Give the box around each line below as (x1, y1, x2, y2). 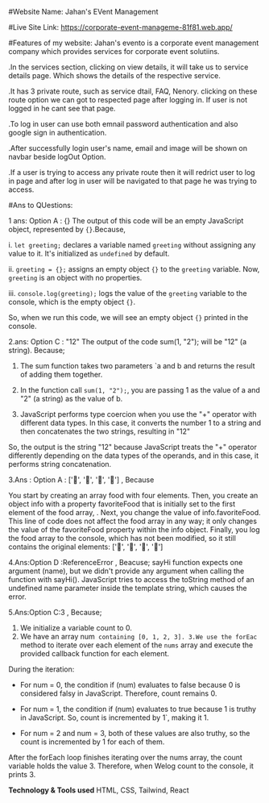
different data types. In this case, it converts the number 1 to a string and (19, 418, 262, 427)
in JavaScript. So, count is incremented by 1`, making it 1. (19, 713, 209, 722)
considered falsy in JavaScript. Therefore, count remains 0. (19, 689, 217, 698)
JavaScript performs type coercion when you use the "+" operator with (19, 410, 257, 418)
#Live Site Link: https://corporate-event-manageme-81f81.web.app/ (8, 23, 234, 31)
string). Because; (8, 346, 66, 355)
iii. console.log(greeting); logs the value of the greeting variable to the (8, 289, 247, 297)
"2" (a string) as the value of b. (19, 394, 123, 403)
